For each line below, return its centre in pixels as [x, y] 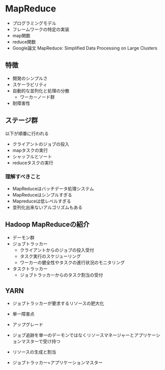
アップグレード [28, 325]
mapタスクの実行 [30, 150]
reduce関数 [24, 42]
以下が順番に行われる [27, 133]
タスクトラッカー [30, 269]
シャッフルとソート [32, 156]
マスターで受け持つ [41, 342]
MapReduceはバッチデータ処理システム [53, 188]
